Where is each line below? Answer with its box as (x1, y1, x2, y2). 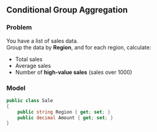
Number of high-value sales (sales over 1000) (15, 68, 133, 76)
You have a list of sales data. (6, 37, 78, 45)
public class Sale (6, 97, 53, 103)
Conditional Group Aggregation (6, 5, 128, 15)
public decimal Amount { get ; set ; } (17, 114, 114, 121)
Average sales (15, 62, 51, 69)
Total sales (15, 55, 43, 63)
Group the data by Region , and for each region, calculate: (6, 43, 152, 51)
